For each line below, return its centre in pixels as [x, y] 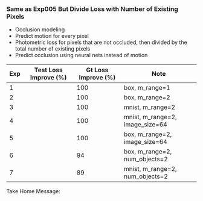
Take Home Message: [33, 191]
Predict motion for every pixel [52, 36]
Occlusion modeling [40, 29]
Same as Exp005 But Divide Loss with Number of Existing [92, 9]
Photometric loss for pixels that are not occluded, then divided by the [101, 42]
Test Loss [48, 70]
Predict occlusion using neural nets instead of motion [81, 55]
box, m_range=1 [147, 88]
